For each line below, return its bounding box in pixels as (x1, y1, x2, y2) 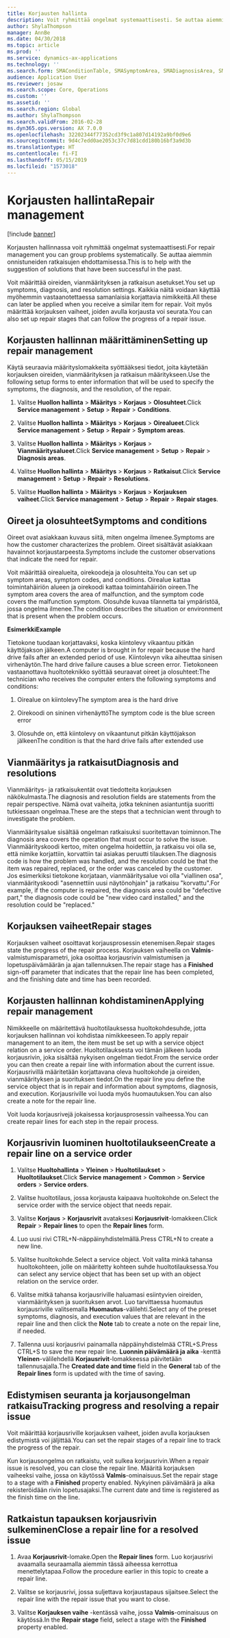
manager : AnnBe (7, 29, 51, 36)
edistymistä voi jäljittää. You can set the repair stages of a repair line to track (7, 1437, 221, 1445)
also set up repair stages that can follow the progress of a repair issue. (7, 315, 207, 323)
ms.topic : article (7, 42, 60, 49)
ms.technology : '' (7, 61, 60, 68)
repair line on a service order (7, 1148, 132, 1160)
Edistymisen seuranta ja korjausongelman (7, 1389, 191, 1401)
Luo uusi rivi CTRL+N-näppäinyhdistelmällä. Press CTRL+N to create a (16, 1235, 214, 1243)
